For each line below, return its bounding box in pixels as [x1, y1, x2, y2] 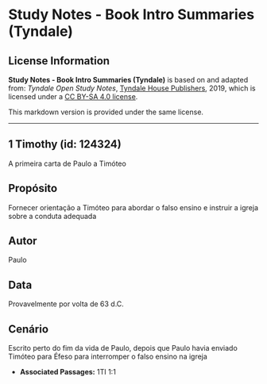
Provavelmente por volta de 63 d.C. [8, 299, 125, 309]
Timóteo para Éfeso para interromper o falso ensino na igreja [8, 351, 208, 362]
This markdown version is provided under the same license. [8, 107, 204, 117]
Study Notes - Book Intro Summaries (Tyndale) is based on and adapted [8, 75, 249, 84]
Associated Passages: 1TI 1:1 [19, 367, 117, 377]
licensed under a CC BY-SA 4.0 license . [8, 92, 138, 101]
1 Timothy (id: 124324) [8, 137, 122, 152]
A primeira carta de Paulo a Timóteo [8, 159, 127, 168]
